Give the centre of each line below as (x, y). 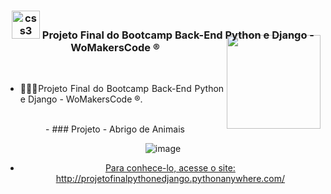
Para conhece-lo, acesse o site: (170, 168)
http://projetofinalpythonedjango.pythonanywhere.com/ (170, 179)
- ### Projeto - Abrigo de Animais (115, 129)
